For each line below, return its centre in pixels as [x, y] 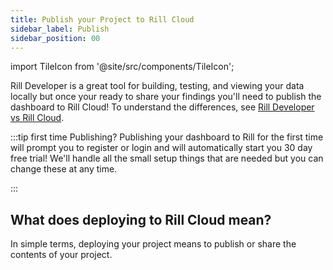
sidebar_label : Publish [60, 29]
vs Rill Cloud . [37, 118]
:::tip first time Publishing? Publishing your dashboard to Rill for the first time [167, 137]
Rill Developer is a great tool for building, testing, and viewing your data [157, 86]
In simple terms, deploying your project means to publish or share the [153, 244]
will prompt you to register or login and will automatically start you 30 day [161, 148]
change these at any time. [64, 169]
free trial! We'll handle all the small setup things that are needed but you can [167, 158]
